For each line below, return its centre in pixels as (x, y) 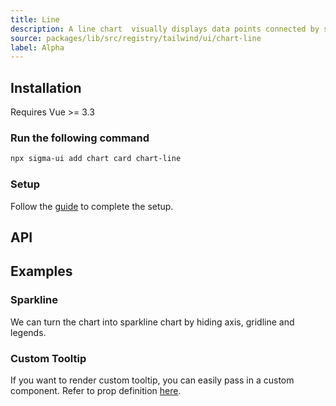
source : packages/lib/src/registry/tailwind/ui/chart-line (136, 38)
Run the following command (80, 138)
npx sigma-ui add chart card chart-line (96, 159)
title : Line (35, 19)
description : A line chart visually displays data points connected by (165, 29)
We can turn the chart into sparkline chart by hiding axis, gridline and (152, 322)
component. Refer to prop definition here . (96, 390)
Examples (41, 271)
